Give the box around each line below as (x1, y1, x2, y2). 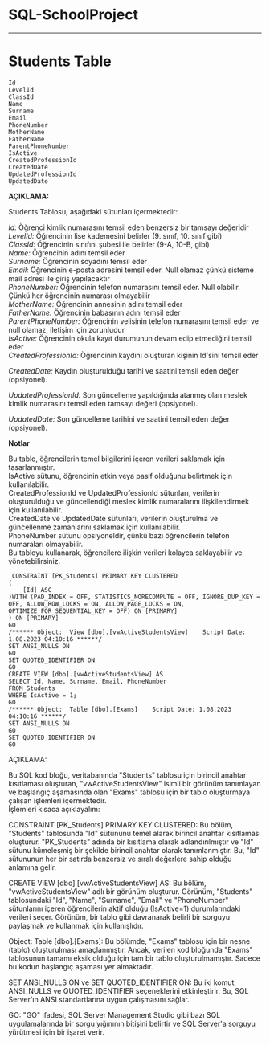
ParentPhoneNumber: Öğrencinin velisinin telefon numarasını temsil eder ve (8, 316, 260, 326)
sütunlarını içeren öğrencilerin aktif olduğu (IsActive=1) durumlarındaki (8, 904, 241, 913)
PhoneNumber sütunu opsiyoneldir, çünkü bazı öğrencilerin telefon (8, 530, 231, 540)
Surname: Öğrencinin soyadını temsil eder (8, 256, 147, 266)
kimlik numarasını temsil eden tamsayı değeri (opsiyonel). (8, 398, 198, 408)
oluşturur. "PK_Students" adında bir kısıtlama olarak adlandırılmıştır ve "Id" (8, 837, 254, 847)
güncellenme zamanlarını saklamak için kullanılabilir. (8, 522, 181, 532)
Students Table (8, 52, 112, 71)
